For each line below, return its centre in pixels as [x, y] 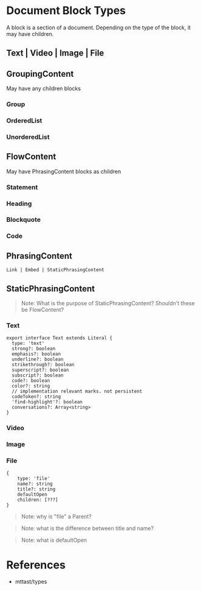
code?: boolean [31, 381]
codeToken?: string [36, 397]
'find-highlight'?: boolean [47, 402]
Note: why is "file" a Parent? [56, 517]
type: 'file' [34, 479]
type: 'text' [28, 344]
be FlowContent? [43, 310]
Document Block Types [66, 11]
